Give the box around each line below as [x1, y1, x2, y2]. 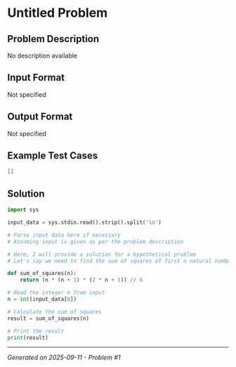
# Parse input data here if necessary [7, 232, 121, 239]
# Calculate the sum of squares [7, 308, 102, 315]
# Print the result [7, 328, 65, 335]
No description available [7, 51, 78, 60]
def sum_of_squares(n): [7, 270, 77, 277]
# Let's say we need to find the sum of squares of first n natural [7, 258, 212, 265]
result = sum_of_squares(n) [7, 314, 90, 322]
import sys [7, 206, 39, 213]
